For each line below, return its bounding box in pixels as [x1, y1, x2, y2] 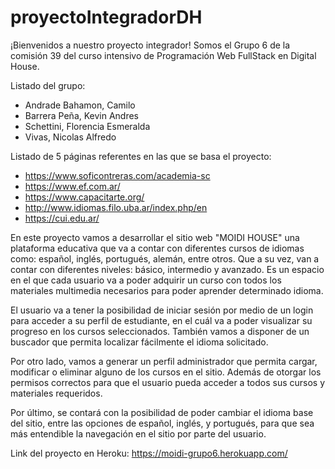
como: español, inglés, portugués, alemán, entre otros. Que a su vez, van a [10, 252, 320, 265]
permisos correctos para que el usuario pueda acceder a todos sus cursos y [10, 376, 326, 388]
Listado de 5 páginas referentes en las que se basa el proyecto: [10, 150, 272, 162]
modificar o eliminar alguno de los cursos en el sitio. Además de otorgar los [10, 366, 322, 378]
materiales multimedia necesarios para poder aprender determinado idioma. [10, 284, 324, 296]
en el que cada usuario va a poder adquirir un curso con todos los [10, 274, 282, 286]
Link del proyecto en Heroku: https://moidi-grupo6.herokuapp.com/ [10, 447, 288, 459]
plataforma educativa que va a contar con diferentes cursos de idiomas [10, 242, 305, 254]
